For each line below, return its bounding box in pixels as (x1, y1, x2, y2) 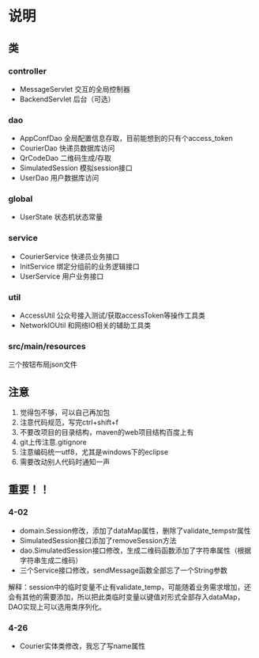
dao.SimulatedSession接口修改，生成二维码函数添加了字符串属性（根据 (19, 546, 251, 555)
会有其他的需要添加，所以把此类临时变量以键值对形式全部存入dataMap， (8, 591, 245, 602)
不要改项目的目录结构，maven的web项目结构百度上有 (19, 428, 194, 437)
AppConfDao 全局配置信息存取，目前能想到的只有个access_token (19, 134, 233, 143)
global (8, 193, 33, 204)
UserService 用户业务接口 (19, 271, 104, 281)
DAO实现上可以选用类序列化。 (8, 602, 107, 611)
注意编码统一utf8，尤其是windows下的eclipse (19, 447, 168, 457)
